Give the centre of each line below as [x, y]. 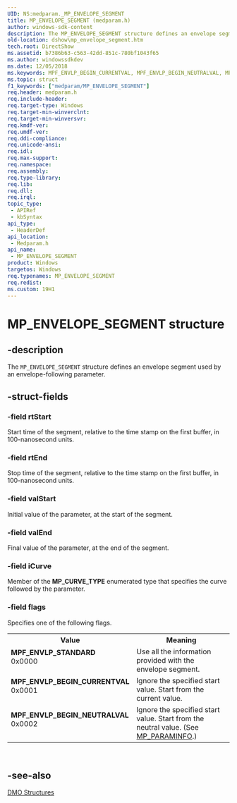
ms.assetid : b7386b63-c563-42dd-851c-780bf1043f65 [83, 54]
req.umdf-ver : [28, 132]
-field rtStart [29, 417]
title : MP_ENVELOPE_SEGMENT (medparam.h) [69, 20]
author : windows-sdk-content [50, 27]
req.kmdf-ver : [28, 125]
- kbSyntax [26, 217]
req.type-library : [34, 178]
